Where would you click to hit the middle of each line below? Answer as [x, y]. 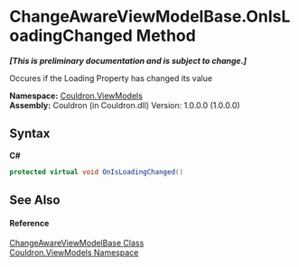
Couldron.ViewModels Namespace [74, 253]
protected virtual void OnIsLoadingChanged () [96, 172]
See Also [35, 200]
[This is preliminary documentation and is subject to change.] [128, 60]
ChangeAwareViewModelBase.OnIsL [150, 17]
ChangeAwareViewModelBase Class [77, 243]
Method [166, 36]
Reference [29, 223]
